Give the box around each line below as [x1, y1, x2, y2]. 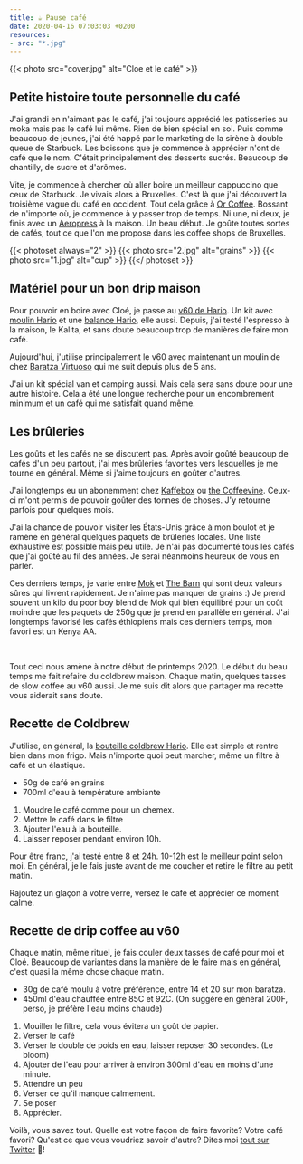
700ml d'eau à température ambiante [22, 786, 161, 797]
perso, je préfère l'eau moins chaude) [22, 1003, 163, 1015]
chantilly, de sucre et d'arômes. [9, 162, 127, 173]
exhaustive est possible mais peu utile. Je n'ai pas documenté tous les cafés [9, 541, 295, 552]
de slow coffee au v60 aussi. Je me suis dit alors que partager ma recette [9, 680, 284, 691]
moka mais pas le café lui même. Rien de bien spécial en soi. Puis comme [9, 123, 284, 134]
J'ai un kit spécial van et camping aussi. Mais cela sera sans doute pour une [9, 378, 294, 390]
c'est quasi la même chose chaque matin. [9, 967, 165, 977]
